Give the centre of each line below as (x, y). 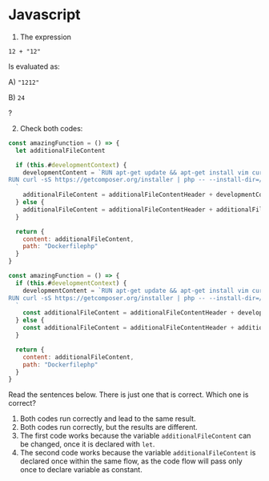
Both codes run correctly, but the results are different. (108, 427)
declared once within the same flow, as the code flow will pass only (131, 461)
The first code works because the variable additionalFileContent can (135, 436)
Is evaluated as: (34, 66)
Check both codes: (51, 128)
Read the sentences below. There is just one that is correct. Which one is (128, 395)
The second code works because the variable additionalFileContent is (138, 453)
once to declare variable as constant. (81, 470)
